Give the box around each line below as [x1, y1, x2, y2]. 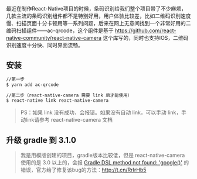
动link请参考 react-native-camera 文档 [20, 116, 113, 123]
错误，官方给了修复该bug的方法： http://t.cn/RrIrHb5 [20, 166, 147, 174]
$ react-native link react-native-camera [6, 98, 109, 104]
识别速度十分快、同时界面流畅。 [6, 42, 83, 49]
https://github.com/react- [114, 27, 176, 34]
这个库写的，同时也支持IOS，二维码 [102, 35, 189, 41]
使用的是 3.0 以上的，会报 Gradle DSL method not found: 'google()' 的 [20, 159, 189, 166]
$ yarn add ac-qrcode [6, 81, 59, 88]
